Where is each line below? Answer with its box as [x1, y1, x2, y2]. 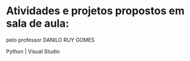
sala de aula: [6, 17, 70, 30]
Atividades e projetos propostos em [6, 4, 185, 18]
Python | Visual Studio [6, 47, 60, 54]
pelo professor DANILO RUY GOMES [6, 36, 95, 43]
